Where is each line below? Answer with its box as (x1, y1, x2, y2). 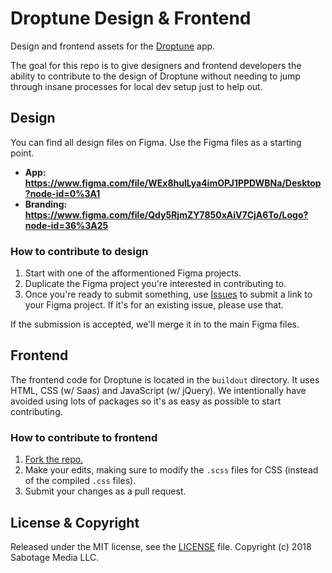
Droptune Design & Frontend (10, 7, 252, 30)
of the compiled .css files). (24, 475, 137, 487)
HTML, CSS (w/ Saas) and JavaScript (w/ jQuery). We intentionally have (10, 384, 307, 396)
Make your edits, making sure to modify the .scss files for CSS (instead (24, 464, 319, 476)
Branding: (24, 198, 68, 210)
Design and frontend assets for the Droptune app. (10, 40, 216, 52)
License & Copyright (10, 514, 140, 531)
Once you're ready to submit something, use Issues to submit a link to (24, 288, 313, 301)
